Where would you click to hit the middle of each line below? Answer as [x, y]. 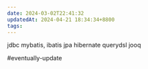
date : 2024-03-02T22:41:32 [46, 13]
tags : [15, 26]
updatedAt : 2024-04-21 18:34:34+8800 [61, 20]
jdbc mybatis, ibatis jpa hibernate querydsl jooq [74, 45]
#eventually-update [35, 58]
